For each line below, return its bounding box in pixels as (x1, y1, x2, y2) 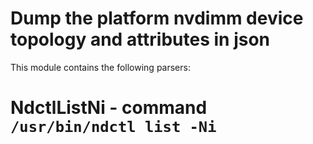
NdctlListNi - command (10, 97, 208, 119)
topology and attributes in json (10, 28, 271, 51)
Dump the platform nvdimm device (10, 7, 304, 30)
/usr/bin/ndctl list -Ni (10, 118, 217, 137)
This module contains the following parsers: (10, 61, 191, 73)
